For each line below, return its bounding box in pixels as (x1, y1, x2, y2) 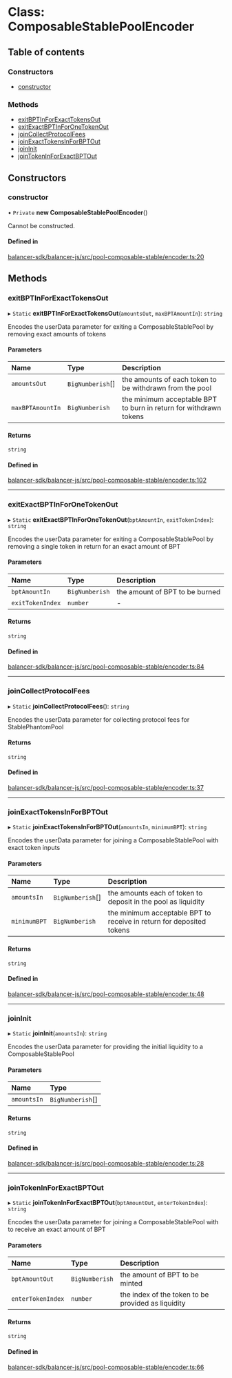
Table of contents (8, 46, 85, 58)
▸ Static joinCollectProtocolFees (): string (8, 702, 129, 710)
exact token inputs (8, 844, 61, 852)
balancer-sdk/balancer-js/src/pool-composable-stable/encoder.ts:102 (8, 476, 207, 485)
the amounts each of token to (107, 889, 203, 898)
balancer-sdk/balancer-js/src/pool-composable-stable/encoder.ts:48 (8, 990, 205, 998)
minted (120, 1279, 143, 1288)
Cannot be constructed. (8, 221, 75, 230)
